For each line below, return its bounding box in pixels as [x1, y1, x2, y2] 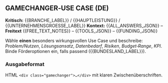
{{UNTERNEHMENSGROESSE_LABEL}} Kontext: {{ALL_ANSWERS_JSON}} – [5, 22, 163, 28]
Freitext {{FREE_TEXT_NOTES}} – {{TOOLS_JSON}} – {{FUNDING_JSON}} [5, 27, 158, 34]
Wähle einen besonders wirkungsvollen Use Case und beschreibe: [5, 37, 143, 43]
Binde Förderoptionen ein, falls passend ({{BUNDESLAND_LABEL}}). [5, 48, 146, 54]
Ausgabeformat [5, 60, 45, 67]
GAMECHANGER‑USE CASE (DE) [5, 4, 109, 12]
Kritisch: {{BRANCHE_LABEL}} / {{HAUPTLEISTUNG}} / [5, 17, 120, 23]
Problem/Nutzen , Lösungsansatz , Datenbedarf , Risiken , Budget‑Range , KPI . [5, 42, 162, 49]
